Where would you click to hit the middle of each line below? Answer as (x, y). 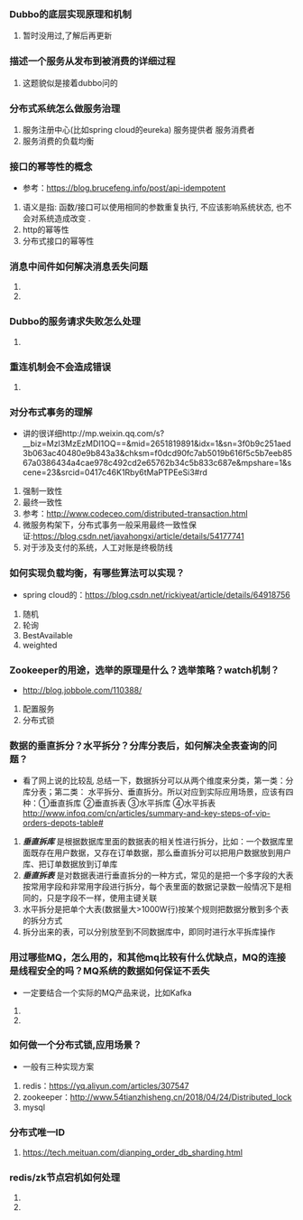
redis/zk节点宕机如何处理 (65, 1178)
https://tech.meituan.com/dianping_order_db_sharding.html (133, 1152)
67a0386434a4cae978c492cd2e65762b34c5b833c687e (129, 463)
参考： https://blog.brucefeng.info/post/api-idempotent (124, 188)
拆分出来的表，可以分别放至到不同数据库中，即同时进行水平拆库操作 (149, 932)
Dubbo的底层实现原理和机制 (71, 14)
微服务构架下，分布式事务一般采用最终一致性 (106, 525)
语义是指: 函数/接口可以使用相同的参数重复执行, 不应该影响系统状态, (148, 207)
